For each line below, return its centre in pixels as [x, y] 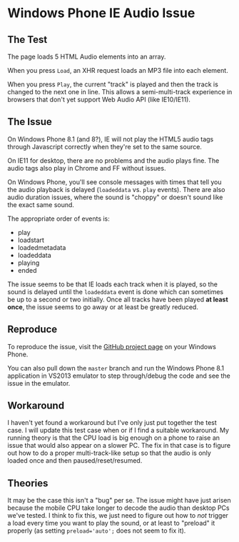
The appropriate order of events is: [59, 219]
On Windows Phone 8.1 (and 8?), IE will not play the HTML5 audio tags [111, 139]
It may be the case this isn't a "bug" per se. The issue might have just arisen [119, 501]
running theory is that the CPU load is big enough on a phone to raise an [113, 438]
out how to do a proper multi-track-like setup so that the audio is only [110, 453]
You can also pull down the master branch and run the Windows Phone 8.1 [116, 368]
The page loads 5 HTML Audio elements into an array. [87, 56]
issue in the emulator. [39, 383]
